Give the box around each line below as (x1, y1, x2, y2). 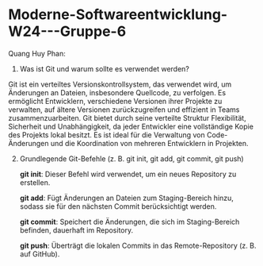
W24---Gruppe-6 (8, 22, 127, 40)
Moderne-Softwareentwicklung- (8, 6, 228, 24)
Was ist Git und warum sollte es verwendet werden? (19, 64, 190, 73)
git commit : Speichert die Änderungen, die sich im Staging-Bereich (19, 217, 240, 226)
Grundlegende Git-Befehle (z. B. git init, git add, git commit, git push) (19, 153, 244, 164)
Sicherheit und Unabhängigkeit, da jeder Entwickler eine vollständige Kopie (8, 121, 253, 131)
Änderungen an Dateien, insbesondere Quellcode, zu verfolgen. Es (8, 87, 227, 97)
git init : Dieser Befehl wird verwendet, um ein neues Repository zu (19, 169, 237, 179)
